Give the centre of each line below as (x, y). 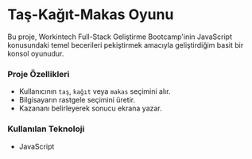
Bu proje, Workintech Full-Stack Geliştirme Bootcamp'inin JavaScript (120, 37)
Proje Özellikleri (39, 74)
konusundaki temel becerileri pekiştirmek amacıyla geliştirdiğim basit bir (126, 45)
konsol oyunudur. (36, 53)
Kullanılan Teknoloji (46, 129)
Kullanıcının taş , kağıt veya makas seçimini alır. (95, 91)
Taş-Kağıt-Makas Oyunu (91, 15)
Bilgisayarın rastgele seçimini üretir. (77, 100)
